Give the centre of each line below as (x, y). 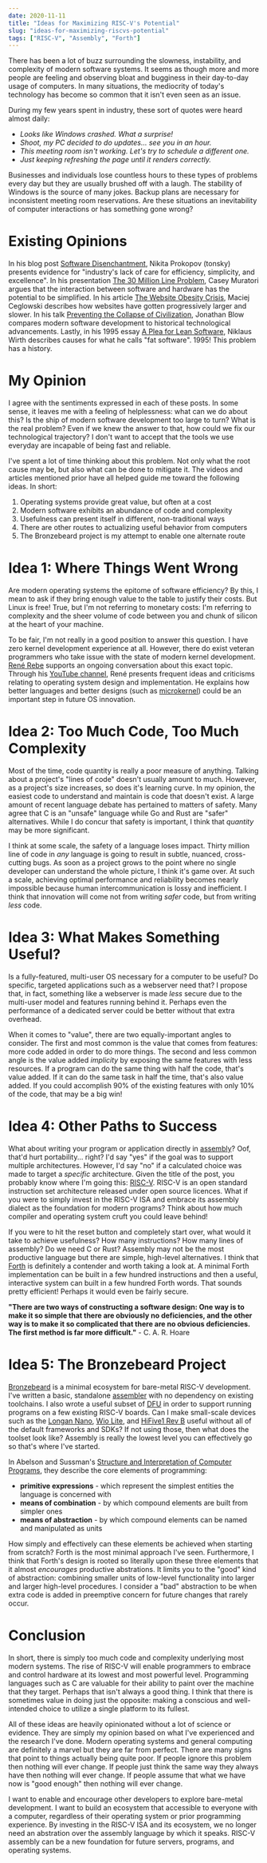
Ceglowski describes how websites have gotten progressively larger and (128, 306)
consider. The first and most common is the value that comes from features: (133, 1043)
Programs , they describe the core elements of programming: (108, 1470)
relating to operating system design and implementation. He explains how (129, 682)
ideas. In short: (33, 487)
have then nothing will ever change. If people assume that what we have (127, 1775)
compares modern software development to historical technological (120, 323)
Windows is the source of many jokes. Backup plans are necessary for (124, 192)
